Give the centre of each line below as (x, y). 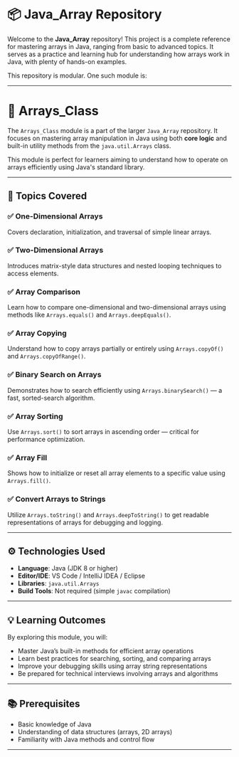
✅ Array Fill (27, 457)
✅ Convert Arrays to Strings (57, 499)
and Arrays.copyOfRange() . (47, 356)
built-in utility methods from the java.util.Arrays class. (89, 145)
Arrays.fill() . (29, 481)
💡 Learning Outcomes (57, 620)
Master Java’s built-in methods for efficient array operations (106, 651)
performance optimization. (46, 440)
